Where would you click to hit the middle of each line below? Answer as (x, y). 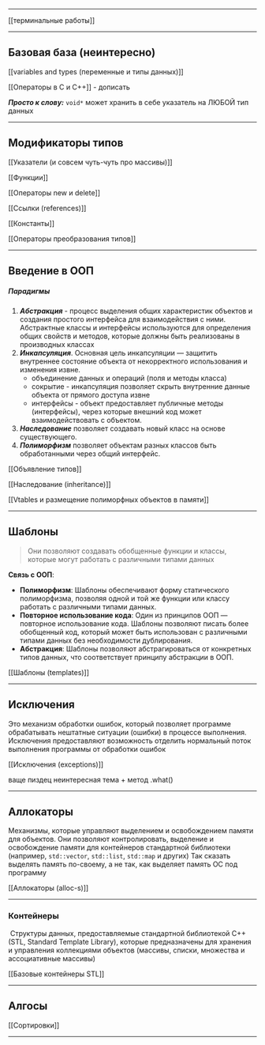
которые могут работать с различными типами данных (121, 559)
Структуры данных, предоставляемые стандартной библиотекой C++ (128, 933)
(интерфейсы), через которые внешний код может (117, 411)
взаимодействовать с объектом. (86, 420)
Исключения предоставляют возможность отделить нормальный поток (130, 741)
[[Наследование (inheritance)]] (60, 484)
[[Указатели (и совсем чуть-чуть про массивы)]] (90, 162)
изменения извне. (50, 369)
